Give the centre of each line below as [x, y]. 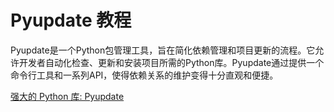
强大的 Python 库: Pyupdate [67, 96]
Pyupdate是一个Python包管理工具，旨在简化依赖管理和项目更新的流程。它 [163, 50]
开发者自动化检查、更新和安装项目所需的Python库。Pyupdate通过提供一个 [171, 62]
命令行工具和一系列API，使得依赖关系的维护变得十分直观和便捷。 [144, 75]
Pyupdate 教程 [71, 20]
